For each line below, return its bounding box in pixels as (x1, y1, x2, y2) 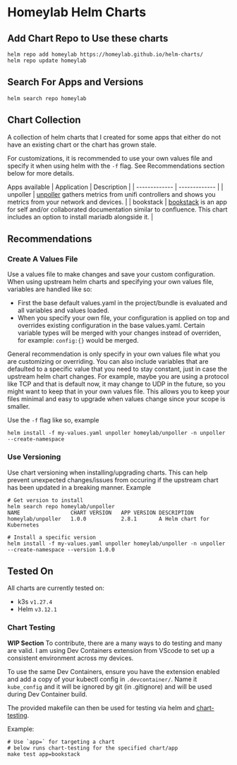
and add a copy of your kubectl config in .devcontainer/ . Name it (7, 675, 197, 683)
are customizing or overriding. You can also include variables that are (7, 357, 209, 366)
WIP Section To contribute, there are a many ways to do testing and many (7, 639, 222, 647)
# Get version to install (7, 496, 83, 504)
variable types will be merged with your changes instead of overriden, (17, 329, 221, 337)
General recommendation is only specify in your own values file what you (7, 350, 221, 358)
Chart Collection (7, 114, 81, 126)
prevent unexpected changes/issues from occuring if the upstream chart (7, 475, 219, 484)
